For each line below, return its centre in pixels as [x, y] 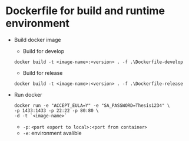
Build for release [43, 73]
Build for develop [44, 51]
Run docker [28, 94]
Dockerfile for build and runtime [85, 11]
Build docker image [37, 40]
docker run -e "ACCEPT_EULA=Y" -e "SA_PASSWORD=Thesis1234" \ [92, 105]
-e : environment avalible [52, 133]
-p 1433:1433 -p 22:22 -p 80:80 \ [56, 110]
